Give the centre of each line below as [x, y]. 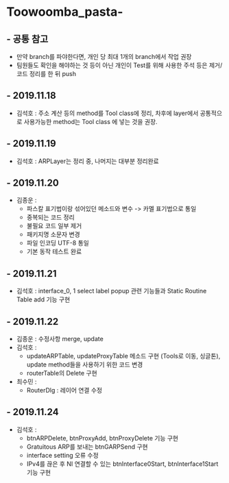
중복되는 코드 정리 [50, 217]
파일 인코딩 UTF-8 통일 [58, 243]
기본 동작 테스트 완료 [54, 251]
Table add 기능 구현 [43, 299]
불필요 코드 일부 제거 [54, 226]
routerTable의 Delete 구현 [62, 373]
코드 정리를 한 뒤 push [46, 74]
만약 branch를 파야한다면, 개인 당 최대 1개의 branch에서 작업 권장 [104, 57]
